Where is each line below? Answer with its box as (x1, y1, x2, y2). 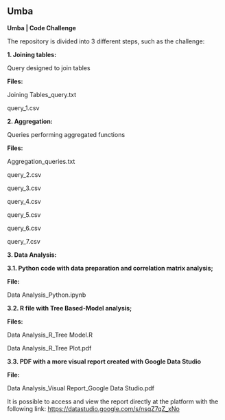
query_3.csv (7, 184, 41, 192)
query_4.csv (7, 197, 41, 205)
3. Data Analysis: (7, 251, 57, 259)
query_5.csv (7, 210, 41, 219)
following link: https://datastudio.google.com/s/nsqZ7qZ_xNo (7, 404, 180, 412)
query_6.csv (7, 224, 41, 232)
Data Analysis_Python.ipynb (7, 291, 86, 299)
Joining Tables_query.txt (7, 90, 77, 98)
